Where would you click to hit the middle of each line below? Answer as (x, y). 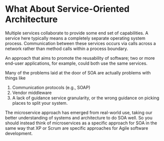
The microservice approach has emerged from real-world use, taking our (79, 112)
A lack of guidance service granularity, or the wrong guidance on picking (86, 98)
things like (15, 78)
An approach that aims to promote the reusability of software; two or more (80, 58)
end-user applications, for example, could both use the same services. (76, 63)
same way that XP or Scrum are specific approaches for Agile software (77, 128)
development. (19, 133)
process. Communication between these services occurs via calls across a (81, 43)
